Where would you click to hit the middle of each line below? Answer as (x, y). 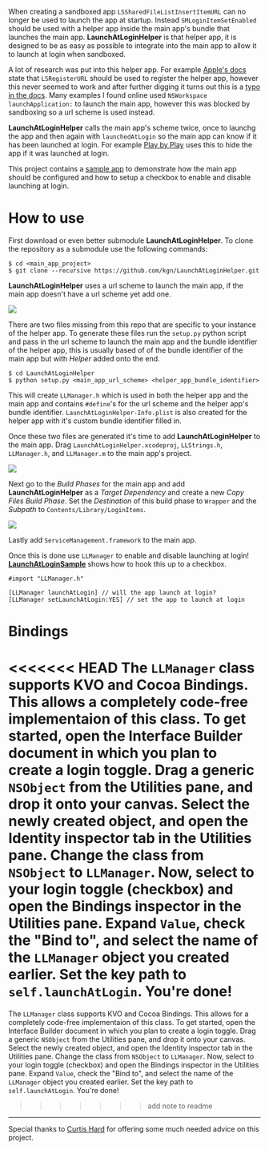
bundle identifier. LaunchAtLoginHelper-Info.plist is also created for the (128, 412)
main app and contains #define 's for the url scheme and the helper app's (128, 403)
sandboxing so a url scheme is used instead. (82, 112)
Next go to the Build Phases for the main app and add (97, 483)
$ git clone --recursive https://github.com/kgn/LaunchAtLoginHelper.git (134, 270)
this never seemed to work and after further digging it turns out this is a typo (134, 87)
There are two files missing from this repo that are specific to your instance (132, 325)
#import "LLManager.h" (46, 579)
